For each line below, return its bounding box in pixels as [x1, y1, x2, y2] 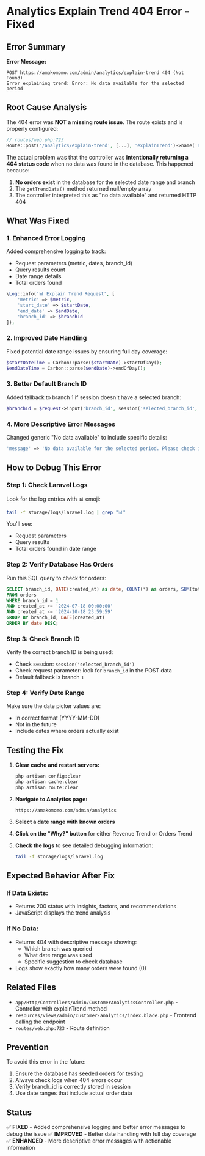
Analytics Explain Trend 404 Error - [6, 4, 190, 18]
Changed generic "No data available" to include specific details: [6, 434, 167, 441]
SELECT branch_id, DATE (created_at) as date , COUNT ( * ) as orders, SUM [6, 586, 190, 592]
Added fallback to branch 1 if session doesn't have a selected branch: [6, 393, 182, 401]
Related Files [6, 982, 57, 993]
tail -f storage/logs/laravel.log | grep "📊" [6, 509, 126, 515]
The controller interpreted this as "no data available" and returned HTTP [15, 191, 197, 199]
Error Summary [6, 42, 66, 52]
